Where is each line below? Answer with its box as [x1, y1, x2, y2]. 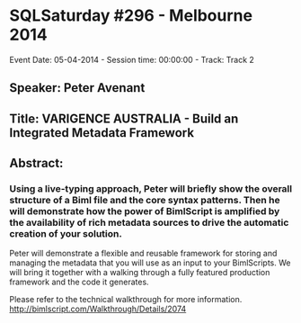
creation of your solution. [9, 228, 123, 240]
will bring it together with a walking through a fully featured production [9, 267, 270, 278]
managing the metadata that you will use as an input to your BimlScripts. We [9, 257, 291, 268]
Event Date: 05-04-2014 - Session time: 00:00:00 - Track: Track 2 [9, 54, 254, 65]
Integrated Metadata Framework [9, 125, 195, 140]
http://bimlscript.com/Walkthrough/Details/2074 [9, 303, 187, 315]
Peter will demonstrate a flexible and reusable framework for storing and [9, 248, 278, 259]
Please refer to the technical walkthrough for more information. [9, 294, 243, 305]
